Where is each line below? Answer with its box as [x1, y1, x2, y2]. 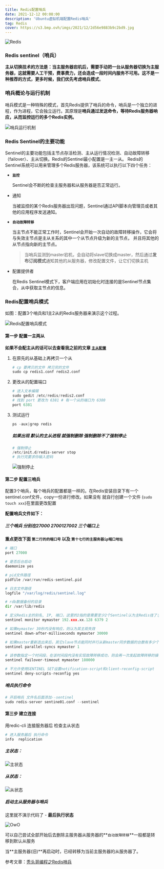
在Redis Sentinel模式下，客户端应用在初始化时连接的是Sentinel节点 [12, 279, 147, 285]
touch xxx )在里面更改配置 [5, 500, 57, 506]
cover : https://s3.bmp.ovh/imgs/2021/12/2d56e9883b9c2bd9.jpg [5, 25, 134, 30]
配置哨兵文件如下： [5, 511, 44, 517]
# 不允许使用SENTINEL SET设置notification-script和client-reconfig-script [5, 667, 155, 671]
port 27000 [5, 550, 27, 555]
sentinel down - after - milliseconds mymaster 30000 [5, 631, 108, 636]
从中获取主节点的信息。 [20, 285, 68, 291]
